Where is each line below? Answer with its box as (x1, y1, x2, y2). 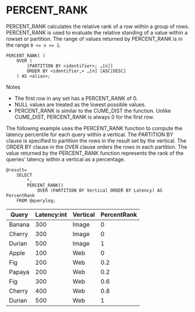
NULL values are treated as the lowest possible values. (14, 100, 147, 108)
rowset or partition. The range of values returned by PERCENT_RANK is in (6, 35, 183, 42)
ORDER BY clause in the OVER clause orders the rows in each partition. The (6, 143, 187, 150)
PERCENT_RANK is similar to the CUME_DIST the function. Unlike (14, 107, 171, 114)
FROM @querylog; (16, 197, 56, 203)
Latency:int (35, 210, 68, 219)
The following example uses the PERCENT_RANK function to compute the (6, 124, 183, 131)
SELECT (16, 172, 33, 178)
